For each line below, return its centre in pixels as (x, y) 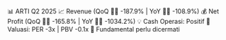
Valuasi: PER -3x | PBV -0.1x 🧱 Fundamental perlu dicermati (94, 29)
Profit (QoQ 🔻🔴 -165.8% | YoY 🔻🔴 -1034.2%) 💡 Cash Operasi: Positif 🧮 (109, 21)
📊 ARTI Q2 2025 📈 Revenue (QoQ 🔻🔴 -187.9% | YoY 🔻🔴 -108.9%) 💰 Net (113, 11)
